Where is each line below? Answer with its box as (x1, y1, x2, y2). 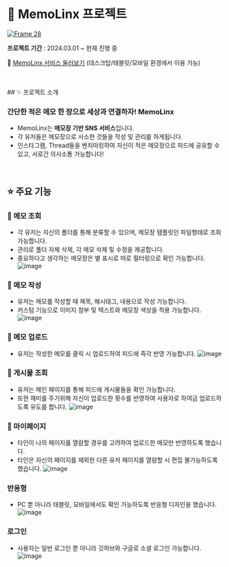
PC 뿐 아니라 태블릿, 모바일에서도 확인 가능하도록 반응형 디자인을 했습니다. (17, 501, 217, 509)
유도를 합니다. (30, 402, 68, 411)
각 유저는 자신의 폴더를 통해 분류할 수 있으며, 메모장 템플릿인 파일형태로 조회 (17, 227, 222, 236)
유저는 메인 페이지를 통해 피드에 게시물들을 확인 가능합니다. (17, 385, 176, 393)
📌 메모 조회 (7, 211, 41, 221)
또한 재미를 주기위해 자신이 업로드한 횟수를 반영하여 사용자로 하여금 (17, 393, 198, 402)
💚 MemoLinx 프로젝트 (7, 6, 128, 22)
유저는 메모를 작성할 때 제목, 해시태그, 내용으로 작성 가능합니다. (17, 297, 187, 306)
